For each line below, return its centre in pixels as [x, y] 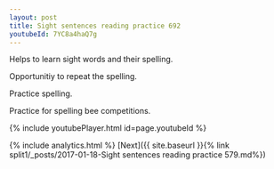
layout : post [33, 17]
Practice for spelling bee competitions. [80, 111]
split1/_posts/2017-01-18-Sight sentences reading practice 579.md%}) [138, 155]
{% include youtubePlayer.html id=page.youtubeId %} [108, 128]
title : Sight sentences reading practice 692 [95, 26]
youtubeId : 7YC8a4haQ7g [53, 34]
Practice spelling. [41, 93]
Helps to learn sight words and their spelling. [91, 60]
